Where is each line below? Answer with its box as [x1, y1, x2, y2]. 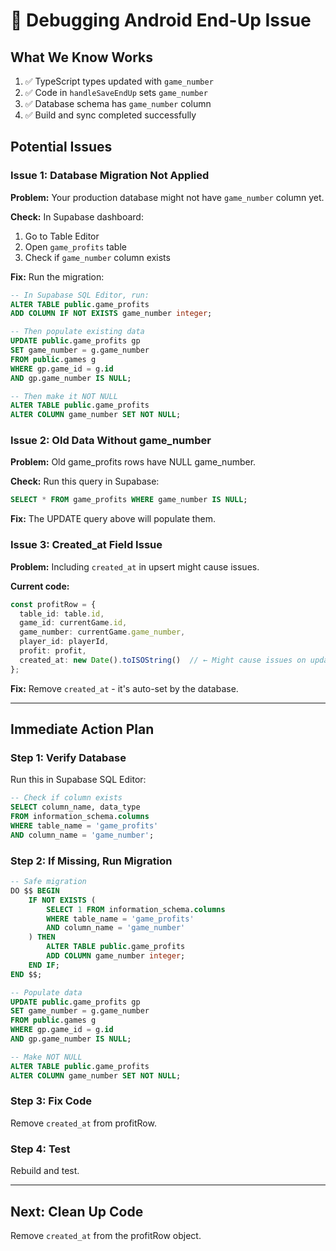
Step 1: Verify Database [10, 750, 127, 764]
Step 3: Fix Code [10, 1094, 92, 1108]
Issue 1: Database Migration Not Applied [10, 169, 210, 183]
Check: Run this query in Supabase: [10, 475, 160, 488]
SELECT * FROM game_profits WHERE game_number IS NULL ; [10, 495, 248, 505]
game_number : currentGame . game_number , [19, 627, 186, 638]
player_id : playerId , [19, 637, 110, 647]
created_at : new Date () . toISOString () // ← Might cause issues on [19, 655, 307, 665]
